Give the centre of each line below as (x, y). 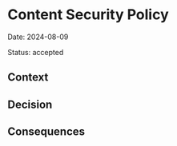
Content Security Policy (88, 15)
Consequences (46, 132)
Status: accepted (36, 52)
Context (28, 77)
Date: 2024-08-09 (38, 37)
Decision (30, 104)
